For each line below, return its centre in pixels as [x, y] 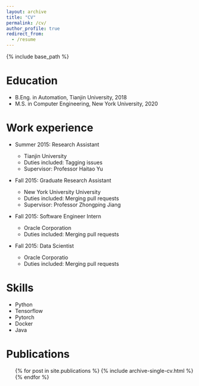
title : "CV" [21, 17]
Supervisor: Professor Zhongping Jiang [72, 205]
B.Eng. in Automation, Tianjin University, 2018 [71, 97]
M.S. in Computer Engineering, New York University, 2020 [86, 104]
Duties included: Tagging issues [63, 162]
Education [32, 81]
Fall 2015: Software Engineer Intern [58, 216]
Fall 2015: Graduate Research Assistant [63, 180]
